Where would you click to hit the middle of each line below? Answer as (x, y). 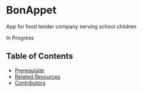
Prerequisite (29, 70)
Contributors (30, 83)
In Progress (20, 38)
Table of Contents (40, 56)
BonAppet (32, 10)
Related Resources (37, 76)
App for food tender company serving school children (71, 26)
